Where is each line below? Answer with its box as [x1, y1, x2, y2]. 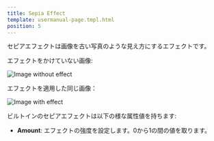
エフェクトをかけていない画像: [7, 57, 94, 65]
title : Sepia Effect [7, 10, 66, 17]
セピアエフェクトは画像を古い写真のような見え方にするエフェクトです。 [7, 42, 211, 50]
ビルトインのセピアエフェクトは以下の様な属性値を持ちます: [7, 112, 177, 120]
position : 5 [7, 22, 41, 29]
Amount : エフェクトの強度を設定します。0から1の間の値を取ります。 [16, 127, 211, 135]
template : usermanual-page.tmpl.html [7, 16, 115, 23]
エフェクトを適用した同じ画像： [7, 84, 97, 93]
